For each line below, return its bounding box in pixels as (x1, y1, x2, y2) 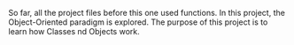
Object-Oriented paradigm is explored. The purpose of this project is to (8, 17, 268, 27)
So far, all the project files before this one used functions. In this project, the (8, 8, 285, 18)
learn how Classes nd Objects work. (8, 26, 140, 36)
